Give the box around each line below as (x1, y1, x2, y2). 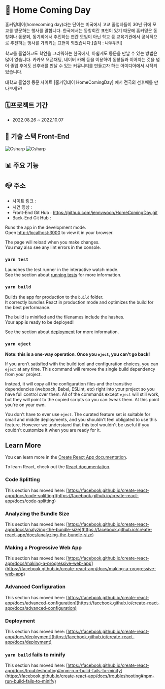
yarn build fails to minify (5, 651, 66, 658)
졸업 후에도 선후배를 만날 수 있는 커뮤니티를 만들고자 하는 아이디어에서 (10, 63, 144, 69)
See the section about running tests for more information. (5, 272, 122, 278)
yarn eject (5, 341, 31, 347)
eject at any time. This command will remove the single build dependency (5, 366, 156, 372)
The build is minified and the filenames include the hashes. (5, 314, 125, 320)
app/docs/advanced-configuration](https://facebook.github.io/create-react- (5, 600, 160, 606)
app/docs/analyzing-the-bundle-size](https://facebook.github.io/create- (5, 527, 153, 533)
